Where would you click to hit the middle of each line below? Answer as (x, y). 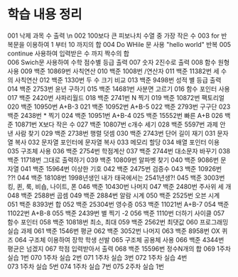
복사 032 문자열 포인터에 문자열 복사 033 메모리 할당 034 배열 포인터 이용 (117, 142)
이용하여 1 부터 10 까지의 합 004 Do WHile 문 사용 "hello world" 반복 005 (129, 44)
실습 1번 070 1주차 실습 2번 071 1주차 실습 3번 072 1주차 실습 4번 (97, 257)
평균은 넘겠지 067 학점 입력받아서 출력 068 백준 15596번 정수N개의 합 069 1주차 (119, 249)
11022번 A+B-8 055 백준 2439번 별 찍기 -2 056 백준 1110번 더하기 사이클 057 (116, 213)
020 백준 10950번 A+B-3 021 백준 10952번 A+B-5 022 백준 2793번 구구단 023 (119, 107)
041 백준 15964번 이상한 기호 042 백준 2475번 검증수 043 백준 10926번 (121, 168)
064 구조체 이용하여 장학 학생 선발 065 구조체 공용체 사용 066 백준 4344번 (119, 239)
